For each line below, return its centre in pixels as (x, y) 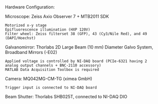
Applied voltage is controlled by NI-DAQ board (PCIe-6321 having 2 (76, 61)
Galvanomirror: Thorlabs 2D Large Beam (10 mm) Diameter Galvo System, (79, 47)
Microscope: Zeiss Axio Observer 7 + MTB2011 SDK (57, 16)
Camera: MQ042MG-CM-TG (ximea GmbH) (49, 79)
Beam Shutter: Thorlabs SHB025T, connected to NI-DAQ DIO (66, 96)
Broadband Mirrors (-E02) (31, 52)
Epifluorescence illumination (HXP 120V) (48, 30)
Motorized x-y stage (26, 25)
